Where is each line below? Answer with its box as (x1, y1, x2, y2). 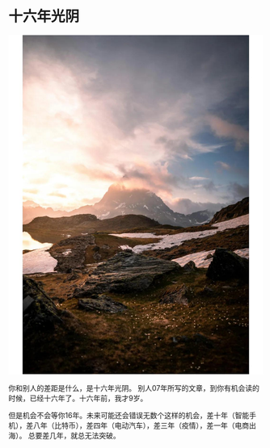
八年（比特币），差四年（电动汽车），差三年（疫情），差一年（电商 (32, 421, 249, 430)
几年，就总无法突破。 (49, 430, 120, 440)
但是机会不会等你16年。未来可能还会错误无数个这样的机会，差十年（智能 (8, 410, 250, 420)
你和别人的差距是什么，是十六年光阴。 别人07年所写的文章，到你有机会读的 (8, 383, 260, 392)
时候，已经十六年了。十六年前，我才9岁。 (8, 393, 148, 403)
